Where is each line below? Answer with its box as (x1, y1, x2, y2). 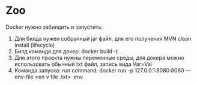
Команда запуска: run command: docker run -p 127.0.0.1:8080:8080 (14, 66, 184, 74)
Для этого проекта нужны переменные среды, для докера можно (14, 54, 184, 61)
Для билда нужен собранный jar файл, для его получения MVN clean (14, 35, 192, 42)
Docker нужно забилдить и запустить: (5, 23, 103, 31)
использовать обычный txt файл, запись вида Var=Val (14, 60, 153, 68)
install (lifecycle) (14, 41, 55, 48)
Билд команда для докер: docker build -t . (14, 47, 123, 54)
